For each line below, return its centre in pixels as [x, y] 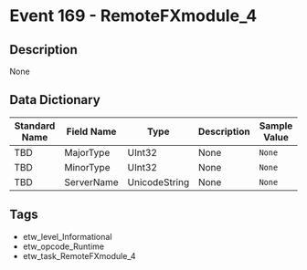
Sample [276, 126]
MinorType [87, 167]
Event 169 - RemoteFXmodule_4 [133, 16]
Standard [35, 126]
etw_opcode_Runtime [64, 246]
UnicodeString [159, 182]
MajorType [87, 152]
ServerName [91, 182]
